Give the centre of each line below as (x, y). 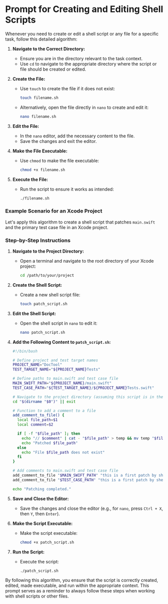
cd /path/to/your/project (47, 276)
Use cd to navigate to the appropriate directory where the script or (88, 64)
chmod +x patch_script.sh (47, 542)
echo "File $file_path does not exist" (63, 452)
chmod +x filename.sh (42, 170)
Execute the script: (39, 561)
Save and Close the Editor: (41, 498)
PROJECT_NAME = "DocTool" (37, 365)
